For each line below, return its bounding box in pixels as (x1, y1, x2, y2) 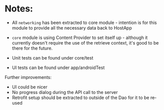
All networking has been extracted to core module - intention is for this (11, 19, 157, 25)
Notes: (4, 3, 33, 14)
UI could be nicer (11, 83, 48, 90)
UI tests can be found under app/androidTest (11, 64, 105, 70)
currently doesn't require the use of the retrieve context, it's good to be (11, 39, 159, 45)
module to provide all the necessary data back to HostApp (11, 24, 132, 30)
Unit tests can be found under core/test (11, 54, 93, 60)
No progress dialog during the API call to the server (11, 89, 118, 95)
